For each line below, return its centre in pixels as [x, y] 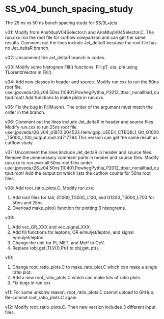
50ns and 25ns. [28, 202]
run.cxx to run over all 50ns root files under [49, 162]
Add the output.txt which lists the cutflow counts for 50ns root [88, 173]
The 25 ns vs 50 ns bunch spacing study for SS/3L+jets [61, 23]
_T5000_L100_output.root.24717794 [41, 137]
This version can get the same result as [118, 137]
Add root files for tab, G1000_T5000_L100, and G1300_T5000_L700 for [83, 197]
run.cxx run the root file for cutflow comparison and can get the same [75, 37]
